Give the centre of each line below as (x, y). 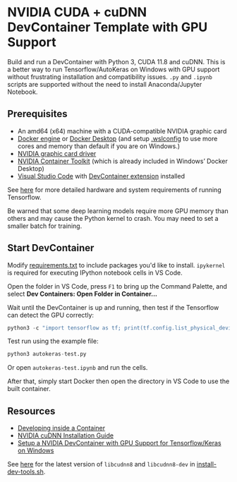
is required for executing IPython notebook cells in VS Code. (95, 272)
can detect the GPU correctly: (50, 315)
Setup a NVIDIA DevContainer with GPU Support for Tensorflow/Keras (119, 443)
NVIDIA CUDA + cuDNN (77, 12)
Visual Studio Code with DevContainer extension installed (101, 176)
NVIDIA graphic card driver (57, 153)
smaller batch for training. (45, 226)
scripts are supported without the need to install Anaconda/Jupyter (105, 84)
